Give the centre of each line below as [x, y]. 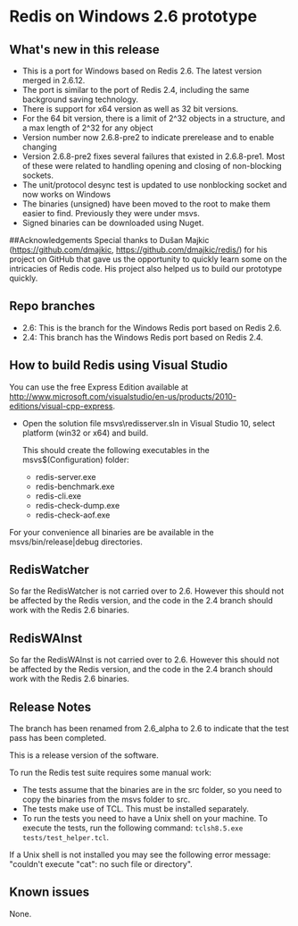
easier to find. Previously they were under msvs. [111, 213]
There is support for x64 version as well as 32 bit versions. [130, 109]
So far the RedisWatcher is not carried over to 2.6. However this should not [146, 591]
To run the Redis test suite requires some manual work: [111, 773]
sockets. [37, 175]
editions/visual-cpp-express [61, 406]
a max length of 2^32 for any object [87, 128]
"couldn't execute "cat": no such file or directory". [101, 864]
